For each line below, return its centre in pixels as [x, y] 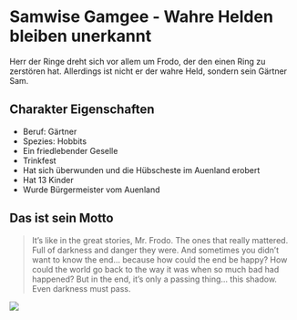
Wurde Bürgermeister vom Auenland [91, 190]
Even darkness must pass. [81, 288]
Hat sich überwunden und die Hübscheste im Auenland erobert [141, 170]
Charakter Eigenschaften [82, 110]
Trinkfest [39, 160]
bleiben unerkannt [81, 36]
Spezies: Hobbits [55, 141]
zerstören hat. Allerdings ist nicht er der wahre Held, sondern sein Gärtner [148, 71]
